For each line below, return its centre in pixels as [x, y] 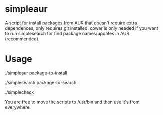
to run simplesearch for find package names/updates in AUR [67, 33]
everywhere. [18, 107]
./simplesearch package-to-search [41, 82]
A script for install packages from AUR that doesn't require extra [71, 23]
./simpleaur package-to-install [36, 73]
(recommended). [22, 39]
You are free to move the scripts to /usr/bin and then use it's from [72, 102]
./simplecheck [20, 92]
